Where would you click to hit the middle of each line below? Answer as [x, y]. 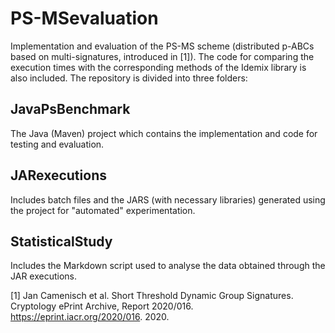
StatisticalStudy [61, 241]
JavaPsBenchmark [70, 109]
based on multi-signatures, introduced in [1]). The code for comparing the [162, 56]
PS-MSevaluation [84, 18]
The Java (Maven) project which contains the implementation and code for [164, 133]
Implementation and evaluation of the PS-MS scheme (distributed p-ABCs [162, 46]
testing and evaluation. [57, 144]
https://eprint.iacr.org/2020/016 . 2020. [90, 317]
